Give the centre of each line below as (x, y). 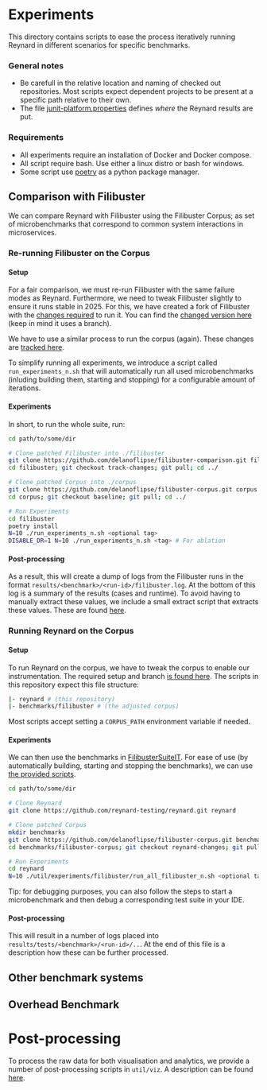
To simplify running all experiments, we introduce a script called (113, 363)
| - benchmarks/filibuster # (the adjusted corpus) (94, 706)
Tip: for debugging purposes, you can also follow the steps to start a (120, 891)
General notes (36, 65)
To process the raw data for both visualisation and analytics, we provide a (129, 1061)
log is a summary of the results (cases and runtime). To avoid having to (124, 593)
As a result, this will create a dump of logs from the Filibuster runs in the (126, 576)
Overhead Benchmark (64, 1005)
